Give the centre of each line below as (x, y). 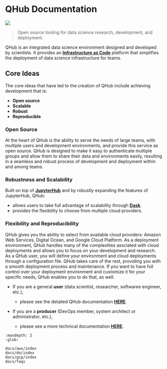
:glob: (12, 340)
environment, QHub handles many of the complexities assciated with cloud (82, 245)
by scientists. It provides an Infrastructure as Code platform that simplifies (82, 52)
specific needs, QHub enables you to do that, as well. (60, 277)
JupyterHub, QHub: (25, 196)
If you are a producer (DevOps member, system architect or (74, 311)
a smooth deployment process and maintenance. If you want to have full (79, 266)
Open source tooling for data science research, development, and (85, 32)
